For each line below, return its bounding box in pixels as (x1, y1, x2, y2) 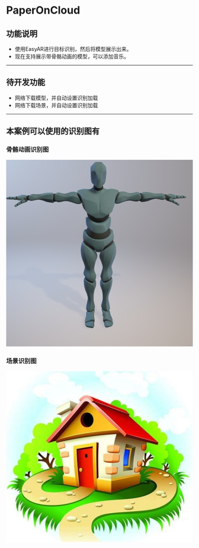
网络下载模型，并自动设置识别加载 (14, 94, 98, 101)
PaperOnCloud (6, 4, 81, 17)
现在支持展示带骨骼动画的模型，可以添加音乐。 (14, 53, 129, 60)
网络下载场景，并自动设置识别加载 (14, 101, 98, 108)
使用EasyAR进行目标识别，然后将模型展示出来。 (14, 46, 132, 52)
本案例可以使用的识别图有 (6, 126, 99, 136)
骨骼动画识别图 (6, 146, 49, 154)
